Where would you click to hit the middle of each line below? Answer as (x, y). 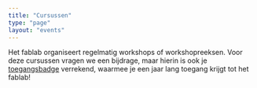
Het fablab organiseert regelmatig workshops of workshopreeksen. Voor (125, 53)
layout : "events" (37, 30)
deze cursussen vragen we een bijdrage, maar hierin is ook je (108, 60)
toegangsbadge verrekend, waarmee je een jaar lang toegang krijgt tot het (128, 69)
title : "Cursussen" (40, 15)
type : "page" (29, 23)
